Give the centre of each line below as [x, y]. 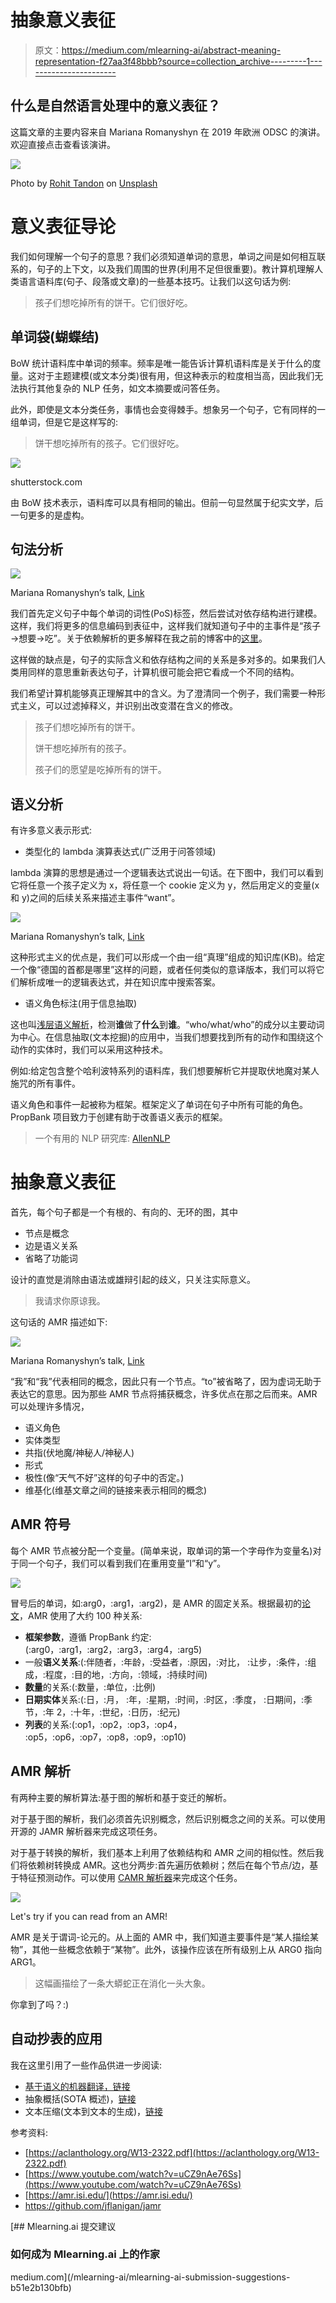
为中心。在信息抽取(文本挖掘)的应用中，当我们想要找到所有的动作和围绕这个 [167, 1037]
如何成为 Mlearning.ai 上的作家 [85, 2254]
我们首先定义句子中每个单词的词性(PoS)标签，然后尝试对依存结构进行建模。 [166, 613]
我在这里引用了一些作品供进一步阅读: [86, 2065]
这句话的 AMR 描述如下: [59, 1322]
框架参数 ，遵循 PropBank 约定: [88, 1637]
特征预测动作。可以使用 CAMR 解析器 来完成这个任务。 [130, 1877]
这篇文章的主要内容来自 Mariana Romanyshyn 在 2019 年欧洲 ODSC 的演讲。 [168, 132]
